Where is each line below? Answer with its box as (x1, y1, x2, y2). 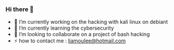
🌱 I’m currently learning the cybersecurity (13, 24, 114, 31)
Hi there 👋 (5, 5, 34, 13)
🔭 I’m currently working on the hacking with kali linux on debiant (13, 19, 168, 26)
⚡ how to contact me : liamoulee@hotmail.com (13, 37, 126, 44)
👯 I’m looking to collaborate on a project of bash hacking (13, 31, 150, 38)
